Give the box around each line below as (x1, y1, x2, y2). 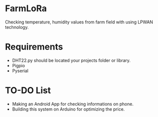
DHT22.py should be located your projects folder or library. (12, 57, 131, 63)
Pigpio (12, 62, 25, 68)
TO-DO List (5, 85, 51, 96)
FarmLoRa (5, 3, 47, 14)
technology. (5, 24, 29, 30)
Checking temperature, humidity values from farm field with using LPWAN (5, 19, 153, 25)
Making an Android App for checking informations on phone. (12, 101, 134, 107)
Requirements (5, 41, 63, 53)
